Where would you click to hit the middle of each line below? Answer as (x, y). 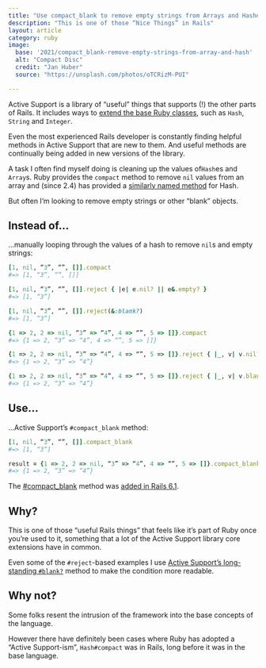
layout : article (35, 30)
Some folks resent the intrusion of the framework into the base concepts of (131, 615)
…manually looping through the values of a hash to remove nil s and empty (131, 245)
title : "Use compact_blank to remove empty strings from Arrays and (123, 15)
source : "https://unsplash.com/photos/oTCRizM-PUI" (103, 75)
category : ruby (33, 38)
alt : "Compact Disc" (49, 60)
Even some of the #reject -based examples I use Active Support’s (115, 562)
